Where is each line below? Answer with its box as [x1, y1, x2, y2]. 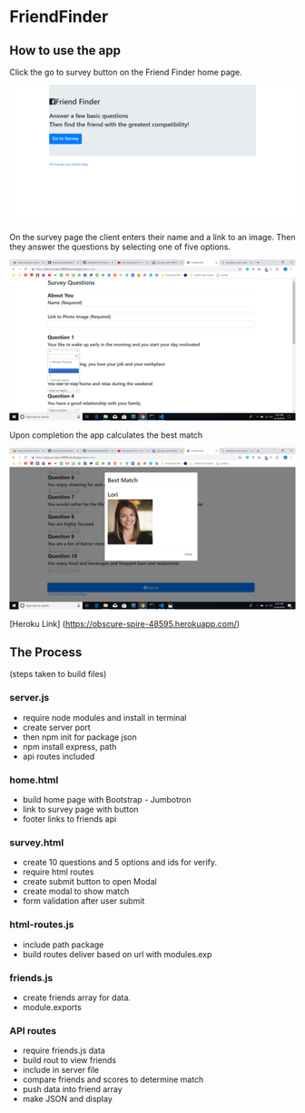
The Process [9, 644, 83, 661]
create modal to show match [22, 885, 130, 897]
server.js [9, 692, 50, 704]
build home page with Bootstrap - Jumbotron [22, 794, 192, 805]
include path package [22, 939, 104, 950]
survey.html [9, 835, 64, 848]
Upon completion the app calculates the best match [9, 430, 203, 440]
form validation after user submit [22, 895, 145, 906]
